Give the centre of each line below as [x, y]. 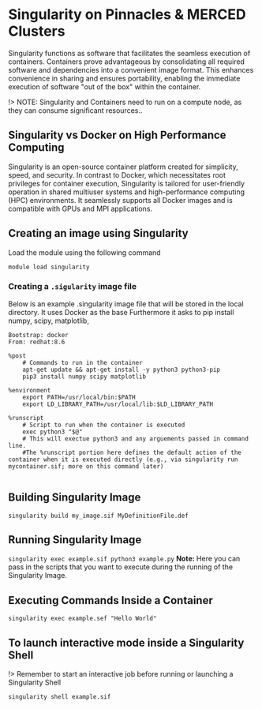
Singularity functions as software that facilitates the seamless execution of [129, 53]
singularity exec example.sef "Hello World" [82, 619]
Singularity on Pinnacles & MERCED [127, 15]
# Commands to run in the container [83, 362]
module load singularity [49, 267]
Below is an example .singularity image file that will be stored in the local [126, 304]
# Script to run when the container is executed [104, 425]
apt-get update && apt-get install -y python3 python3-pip [122, 370]
